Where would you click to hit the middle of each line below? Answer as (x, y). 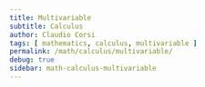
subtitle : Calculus (46, 26)
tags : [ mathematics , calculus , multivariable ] (103, 43)
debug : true (32, 60)
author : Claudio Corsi (52, 34)
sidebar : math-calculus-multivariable (83, 69)
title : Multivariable (51, 18)
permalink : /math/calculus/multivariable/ (91, 52)
